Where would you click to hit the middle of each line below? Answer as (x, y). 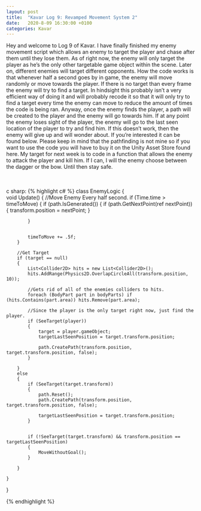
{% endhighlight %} (31, 501)
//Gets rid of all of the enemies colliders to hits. (96, 290)
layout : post (22, 12)
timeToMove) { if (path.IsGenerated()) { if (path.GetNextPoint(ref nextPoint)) (99, 204)
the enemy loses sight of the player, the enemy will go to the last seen (92, 122)
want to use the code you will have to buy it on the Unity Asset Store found (98, 148)
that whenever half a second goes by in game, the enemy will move (89, 77)
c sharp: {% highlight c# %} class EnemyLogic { (65, 191)
